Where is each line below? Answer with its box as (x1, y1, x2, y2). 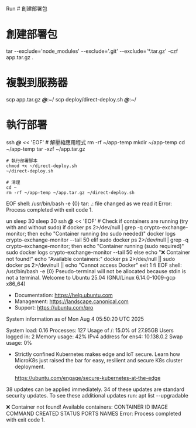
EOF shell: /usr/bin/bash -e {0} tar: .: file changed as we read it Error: (6, 200, 173, 207)
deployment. (14, 363, 45, 370)
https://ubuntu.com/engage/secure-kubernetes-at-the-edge (14, 374, 161, 381)
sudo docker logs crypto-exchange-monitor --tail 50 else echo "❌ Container (6, 249, 190, 256)
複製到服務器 (6, 76, 68, 90)
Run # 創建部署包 (6, 5, 48, 12)
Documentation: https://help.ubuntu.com (14, 291, 113, 298)
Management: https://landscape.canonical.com (14, 298, 129, 305)
